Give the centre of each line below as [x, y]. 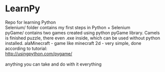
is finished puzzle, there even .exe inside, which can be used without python [82, 38]
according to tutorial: [26, 48]
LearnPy [23, 9]
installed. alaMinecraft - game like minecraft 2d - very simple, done [73, 43]
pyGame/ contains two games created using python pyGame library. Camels [82, 33]
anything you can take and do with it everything [53, 64]
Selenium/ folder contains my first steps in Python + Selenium [68, 27]
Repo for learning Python [31, 22]
